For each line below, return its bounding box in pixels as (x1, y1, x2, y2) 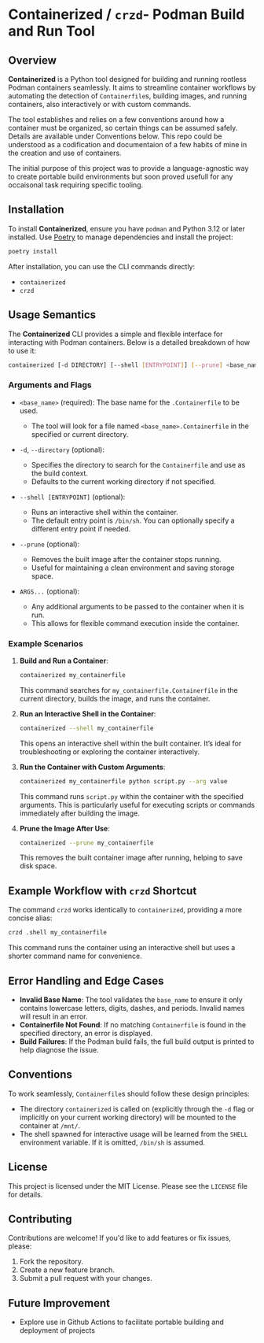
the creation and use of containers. (8, 148, 122, 157)
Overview (8, 54, 57, 67)
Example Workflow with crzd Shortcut (8, 884, 197, 897)
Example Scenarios (8, 638, 84, 649)
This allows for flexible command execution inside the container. (31, 618, 240, 627)
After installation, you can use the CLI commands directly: (8, 261, 196, 271)
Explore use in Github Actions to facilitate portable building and (19, 1317, 224, 1327)
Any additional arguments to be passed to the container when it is (31, 601, 244, 611)
